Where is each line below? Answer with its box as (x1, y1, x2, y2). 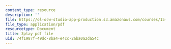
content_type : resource (5, 7, 56, 13)
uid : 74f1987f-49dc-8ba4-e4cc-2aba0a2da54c (5, 36, 99, 41)
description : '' (5, 12, 40, 17)
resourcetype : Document (5, 27, 56, 32)
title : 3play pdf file (5, 31, 53, 36)
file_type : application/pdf (5, 21, 65, 27)
